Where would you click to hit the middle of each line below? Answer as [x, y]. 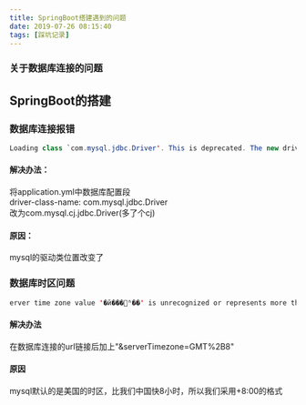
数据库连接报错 [42, 128]
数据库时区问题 [42, 283]
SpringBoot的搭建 [61, 101]
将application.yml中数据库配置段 [70, 192]
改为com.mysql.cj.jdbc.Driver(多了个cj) [82, 213]
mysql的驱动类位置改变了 [57, 258]
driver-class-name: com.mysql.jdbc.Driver [89, 202]
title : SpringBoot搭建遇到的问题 [68, 18]
